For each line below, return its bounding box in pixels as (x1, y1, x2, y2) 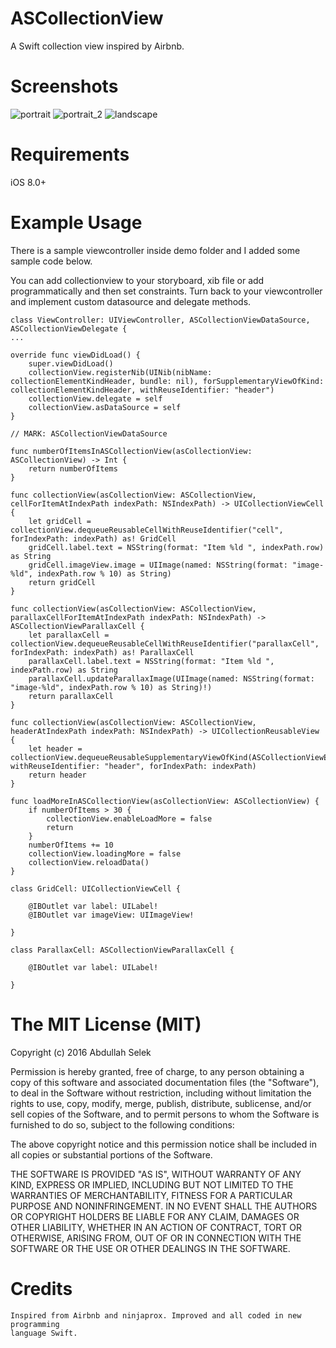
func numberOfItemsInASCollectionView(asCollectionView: (10, 446, 253, 456)
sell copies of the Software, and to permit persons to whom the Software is (10, 1108, 320, 1120)
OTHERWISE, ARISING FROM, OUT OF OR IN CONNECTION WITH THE (10, 1232, 302, 1244)
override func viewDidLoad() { (10, 350, 141, 360)
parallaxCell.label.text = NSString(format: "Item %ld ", (28, 656, 275, 666)
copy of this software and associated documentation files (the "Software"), (10, 1076, 320, 1088)
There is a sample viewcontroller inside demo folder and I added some (10, 244, 301, 256)
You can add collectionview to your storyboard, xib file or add (10, 274, 265, 286)
